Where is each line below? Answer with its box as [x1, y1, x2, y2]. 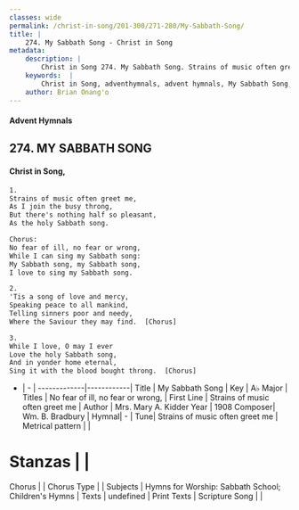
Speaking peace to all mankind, [9, 300, 129, 310]
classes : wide [9, 12, 62, 22]
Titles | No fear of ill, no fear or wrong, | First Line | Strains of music [21, 392, 270, 403]
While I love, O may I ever [9, 341, 114, 350]
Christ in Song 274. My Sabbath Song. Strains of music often [41, 63, 277, 72]
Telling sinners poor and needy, [9, 309, 133, 318]
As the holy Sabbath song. [9, 219, 109, 228]
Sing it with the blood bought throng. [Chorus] [9, 366, 198, 375]
